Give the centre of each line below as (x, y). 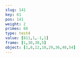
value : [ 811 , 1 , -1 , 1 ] (27, 38)
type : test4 (18, 33)
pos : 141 (14, 19)
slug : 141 (16, 10)
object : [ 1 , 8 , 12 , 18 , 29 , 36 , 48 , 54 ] (41, 47)
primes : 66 (17, 29)
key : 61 (13, 15)
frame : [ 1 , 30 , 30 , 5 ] (26, 43)
